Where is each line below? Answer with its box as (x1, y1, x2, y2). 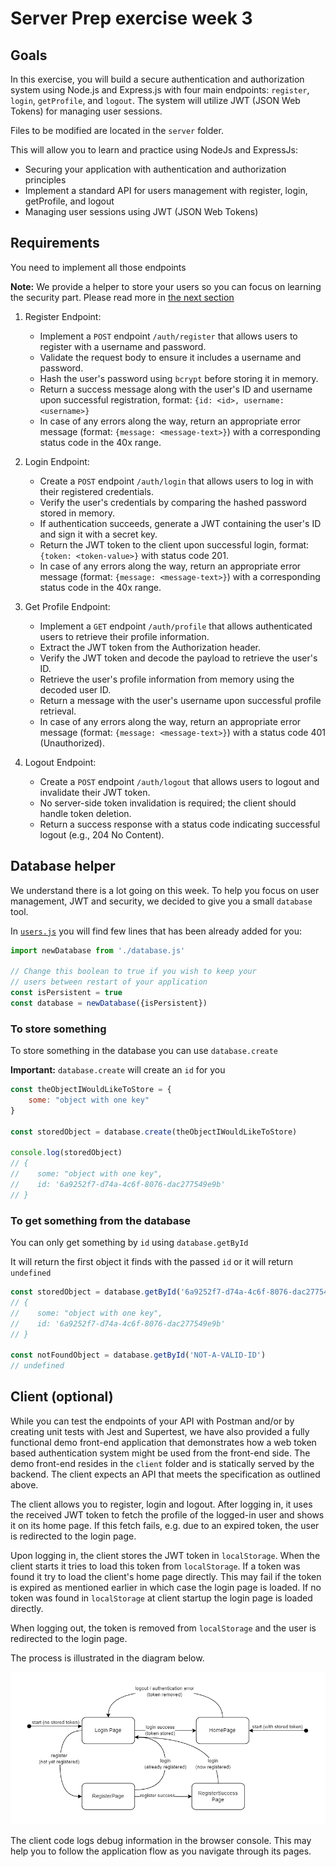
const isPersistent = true (10, 988, 123, 998)
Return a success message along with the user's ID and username (39, 383, 313, 395)
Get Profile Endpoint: (24, 600, 111, 612)
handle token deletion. (39, 807, 132, 819)
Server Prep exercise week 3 (10, 7, 253, 30)
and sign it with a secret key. (39, 528, 158, 540)
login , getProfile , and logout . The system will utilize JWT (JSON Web (10, 95, 301, 106)
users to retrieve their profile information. (39, 630, 210, 642)
